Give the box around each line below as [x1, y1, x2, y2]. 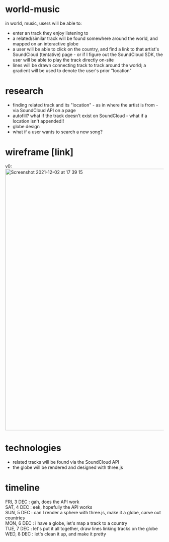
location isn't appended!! [12, 118, 64, 124]
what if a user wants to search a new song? [12, 129, 103, 135]
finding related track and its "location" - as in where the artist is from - [12, 102, 158, 108]
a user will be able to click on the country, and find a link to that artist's [12, 46, 159, 52]
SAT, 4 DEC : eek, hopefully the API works [5, 504, 93, 510]
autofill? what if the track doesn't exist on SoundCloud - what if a [12, 113, 147, 119]
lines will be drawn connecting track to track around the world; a [12, 62, 146, 68]
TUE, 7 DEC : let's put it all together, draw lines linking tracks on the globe [5, 525, 158, 531]
